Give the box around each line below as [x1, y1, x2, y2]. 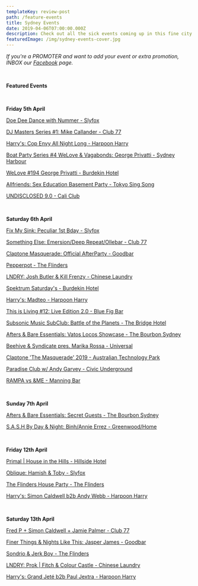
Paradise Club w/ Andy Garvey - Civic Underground [6, 366, 133, 372]
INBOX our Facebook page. [6, 59, 74, 66]
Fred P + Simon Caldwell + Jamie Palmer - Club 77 [6, 527, 130, 534]
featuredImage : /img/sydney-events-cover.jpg [6, 36, 120, 42]
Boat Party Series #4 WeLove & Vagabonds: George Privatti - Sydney [6, 151, 175, 158]
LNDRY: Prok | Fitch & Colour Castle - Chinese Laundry [6, 562, 140, 569]
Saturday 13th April [6, 516, 55, 522]
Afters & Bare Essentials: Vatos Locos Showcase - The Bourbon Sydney [6, 331, 181, 338]
